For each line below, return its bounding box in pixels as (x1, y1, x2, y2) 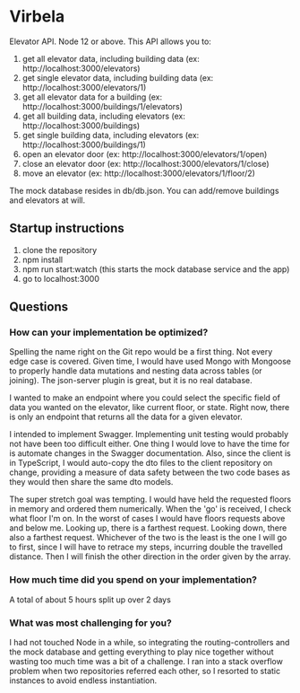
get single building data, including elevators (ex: (21, 129, 200, 140)
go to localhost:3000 (21, 273, 100, 284)
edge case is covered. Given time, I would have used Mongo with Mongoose (9, 356, 291, 367)
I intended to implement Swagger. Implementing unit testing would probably (9, 429, 289, 440)
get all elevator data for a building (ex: (21, 92, 163, 102)
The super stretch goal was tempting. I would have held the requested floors (9, 494, 292, 504)
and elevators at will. (9, 195, 86, 206)
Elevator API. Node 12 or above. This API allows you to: (9, 36, 212, 47)
